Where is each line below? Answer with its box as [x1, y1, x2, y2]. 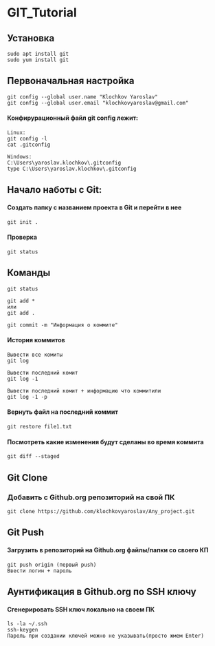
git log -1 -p [7, 393, 48, 400]
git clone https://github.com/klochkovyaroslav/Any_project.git [7, 508, 195, 514]
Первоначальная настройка [7, 75, 135, 87]
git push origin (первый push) [7, 561, 97, 568]
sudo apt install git [7, 50, 69, 57]
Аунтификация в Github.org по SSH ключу [7, 585, 197, 597]
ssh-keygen [7, 627, 38, 634]
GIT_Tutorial [7, 5, 77, 21]
